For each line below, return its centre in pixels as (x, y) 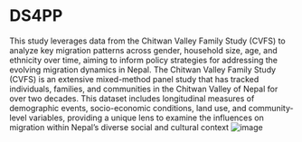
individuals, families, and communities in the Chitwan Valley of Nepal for (144, 89)
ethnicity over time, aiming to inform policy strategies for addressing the (144, 60)
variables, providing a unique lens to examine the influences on (146, 118)
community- (271, 108)
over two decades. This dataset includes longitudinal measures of (132, 98)
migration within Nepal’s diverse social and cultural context (119, 127)
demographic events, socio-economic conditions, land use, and (128, 108)
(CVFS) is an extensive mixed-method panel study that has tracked (134, 79)
